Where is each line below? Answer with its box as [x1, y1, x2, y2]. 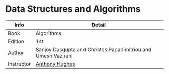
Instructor [8, 60, 31, 67]
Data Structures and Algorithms [5, 3, 141, 15]
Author [8, 49, 24, 56]
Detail [91, 21, 106, 28]
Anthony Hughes [35, 60, 75, 67]
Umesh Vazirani [35, 52, 73, 59]
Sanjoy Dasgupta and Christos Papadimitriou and [35, 46, 152, 53]
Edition [8, 38, 24, 45]
